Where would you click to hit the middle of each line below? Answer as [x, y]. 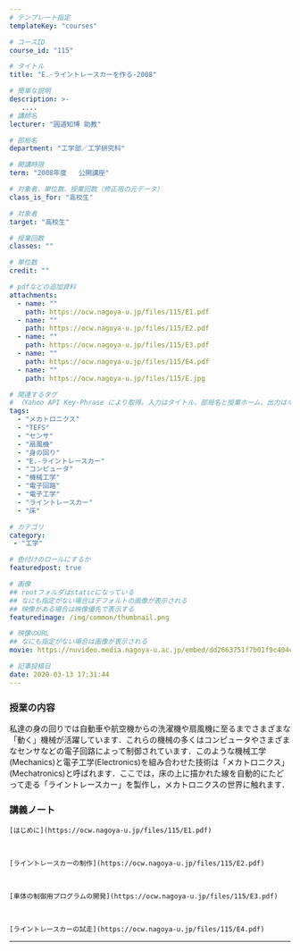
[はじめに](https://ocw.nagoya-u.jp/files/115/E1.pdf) [111, 831]
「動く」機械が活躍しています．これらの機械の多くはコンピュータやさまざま [150, 739]
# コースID [27, 42]
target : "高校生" [39, 222]
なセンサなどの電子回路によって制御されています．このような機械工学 [137, 751]
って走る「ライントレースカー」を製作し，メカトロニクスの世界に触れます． [150, 784]
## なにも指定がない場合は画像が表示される [79, 642]
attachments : [33, 295]
